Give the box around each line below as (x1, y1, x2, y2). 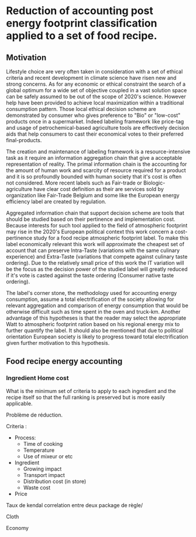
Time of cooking (23, 440, 63, 447)
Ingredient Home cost (6, 374, 69, 382)
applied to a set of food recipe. (6, 29, 157, 42)
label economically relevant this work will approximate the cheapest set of (6, 241, 185, 247)
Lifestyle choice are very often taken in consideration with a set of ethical (6, 68, 183, 75)
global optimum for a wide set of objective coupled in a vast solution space (6, 87, 187, 93)
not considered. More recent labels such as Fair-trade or (6, 179, 142, 186)
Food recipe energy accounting (6, 357, 123, 367)
